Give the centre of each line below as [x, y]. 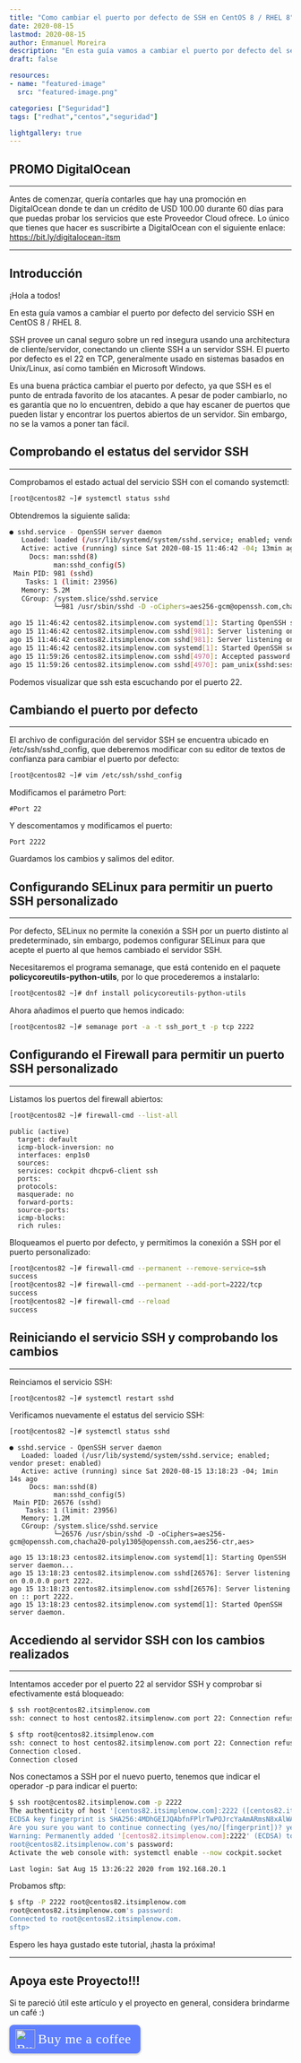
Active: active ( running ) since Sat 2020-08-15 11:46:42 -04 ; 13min [151, 549]
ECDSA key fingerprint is [57, 1820]
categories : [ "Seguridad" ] [60, 108]
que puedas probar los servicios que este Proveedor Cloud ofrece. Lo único [149, 218]
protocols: [38, 1186]
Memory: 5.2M [45, 590]
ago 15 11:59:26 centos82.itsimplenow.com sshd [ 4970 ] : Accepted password [150, 656]
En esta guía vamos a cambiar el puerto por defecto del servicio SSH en [142, 312]
